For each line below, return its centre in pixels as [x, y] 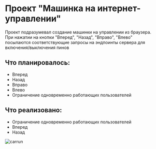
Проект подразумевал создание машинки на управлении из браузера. [78, 32]
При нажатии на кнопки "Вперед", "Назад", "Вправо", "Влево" [69, 37]
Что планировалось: [37, 63]
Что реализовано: [34, 110]
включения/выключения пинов [37, 47]
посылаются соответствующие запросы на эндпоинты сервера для [75, 42]
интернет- [119, 8]
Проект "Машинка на [50, 8]
